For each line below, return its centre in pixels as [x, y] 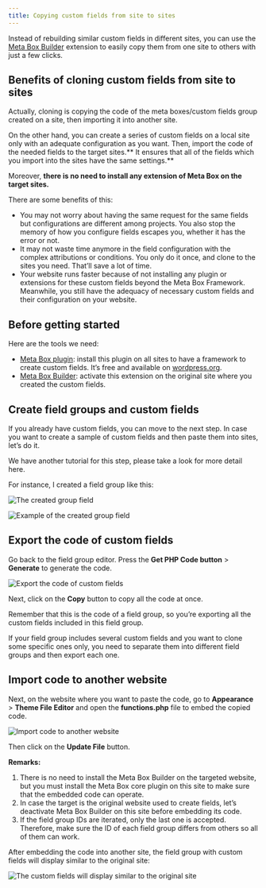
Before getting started [64, 324]
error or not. [39, 241]
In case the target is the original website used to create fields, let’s [128, 802]
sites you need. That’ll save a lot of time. [86, 266]
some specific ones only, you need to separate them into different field [124, 646]
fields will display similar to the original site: [79, 860]
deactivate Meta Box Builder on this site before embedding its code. [131, 811]
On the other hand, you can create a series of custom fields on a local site [129, 135]
